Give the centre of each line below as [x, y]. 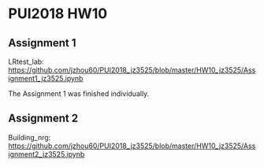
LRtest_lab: [26, 61]
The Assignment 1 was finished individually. [79, 94]
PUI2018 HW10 [58, 14]
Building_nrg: [30, 137]
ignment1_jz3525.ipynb [46, 78]
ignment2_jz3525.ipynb [46, 154]
